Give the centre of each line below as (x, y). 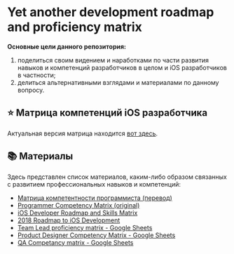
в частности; (36, 75)
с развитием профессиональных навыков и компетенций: (94, 184)
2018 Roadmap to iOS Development (69, 220)
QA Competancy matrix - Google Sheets (75, 242)
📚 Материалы (40, 156)
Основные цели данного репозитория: (67, 46)
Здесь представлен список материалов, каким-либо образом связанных (117, 177)
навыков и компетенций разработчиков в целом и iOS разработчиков (122, 67)
